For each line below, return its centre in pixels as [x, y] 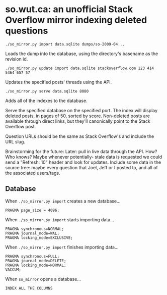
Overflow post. [21, 126]
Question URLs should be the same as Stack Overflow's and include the [80, 136]
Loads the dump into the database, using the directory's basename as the [82, 54]
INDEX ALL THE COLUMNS [29, 288]
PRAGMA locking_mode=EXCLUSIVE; [39, 238]
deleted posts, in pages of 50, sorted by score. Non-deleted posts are [77, 116]
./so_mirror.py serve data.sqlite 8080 [47, 91]
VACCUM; [13, 269]
